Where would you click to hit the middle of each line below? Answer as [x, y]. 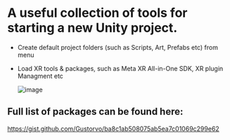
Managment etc [40, 76]
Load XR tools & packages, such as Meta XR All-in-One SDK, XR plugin [120, 68]
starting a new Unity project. [92, 28]
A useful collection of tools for [97, 13]
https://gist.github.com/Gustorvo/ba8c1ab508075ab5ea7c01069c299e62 [113, 129]
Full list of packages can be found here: [95, 112]
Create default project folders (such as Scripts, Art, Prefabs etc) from [117, 47]
